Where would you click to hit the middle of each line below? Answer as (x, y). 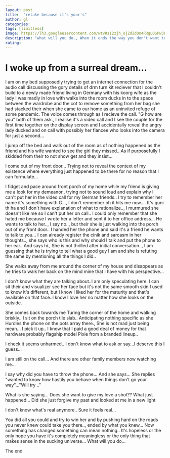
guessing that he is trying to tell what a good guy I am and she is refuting (81, 251)
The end (14, 451)
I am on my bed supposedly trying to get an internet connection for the (79, 82)
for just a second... (25, 135)
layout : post (19, 10)
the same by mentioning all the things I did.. (51, 256)
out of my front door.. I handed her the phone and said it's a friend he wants (84, 229)
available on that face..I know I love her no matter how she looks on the (79, 297)
